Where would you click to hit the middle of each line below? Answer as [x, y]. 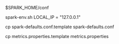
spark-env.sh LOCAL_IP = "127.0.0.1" [43, 17]
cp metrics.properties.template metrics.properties [57, 36]
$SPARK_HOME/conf [27, 8]
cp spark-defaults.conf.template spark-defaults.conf [60, 27]
